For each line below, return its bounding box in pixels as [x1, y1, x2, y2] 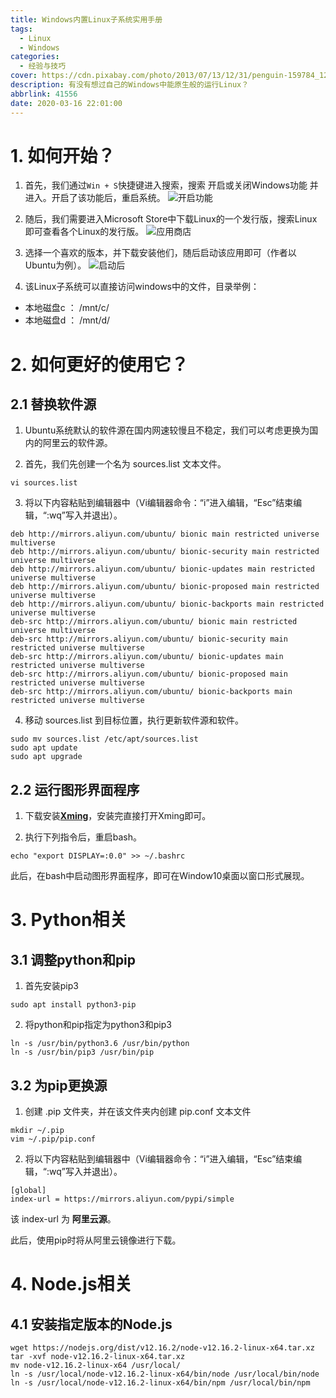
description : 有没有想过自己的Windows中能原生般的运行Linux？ [10, 80, 250, 90]
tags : [10, 24, 33, 34]
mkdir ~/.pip [10, 1126, 65, 1136]
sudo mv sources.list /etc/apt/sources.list [10, 734, 199, 745]
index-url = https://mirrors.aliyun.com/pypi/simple [10, 1194, 235, 1205]
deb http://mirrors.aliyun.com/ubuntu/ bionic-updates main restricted [10, 564, 315, 575]
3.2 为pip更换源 [10, 1077, 108, 1094]
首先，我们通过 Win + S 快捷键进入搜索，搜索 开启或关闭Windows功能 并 [24, 179, 319, 191]
